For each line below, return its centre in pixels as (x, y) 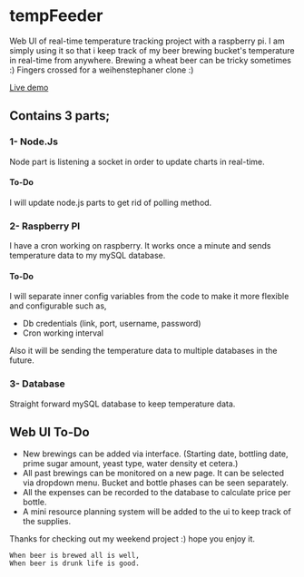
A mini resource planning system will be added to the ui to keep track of (157, 512)
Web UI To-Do (49, 432)
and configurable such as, (58, 306)
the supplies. (46, 522)
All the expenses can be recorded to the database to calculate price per (157, 493)
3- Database (37, 384)
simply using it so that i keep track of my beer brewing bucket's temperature (152, 50)
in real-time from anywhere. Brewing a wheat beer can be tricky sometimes (151, 60)
